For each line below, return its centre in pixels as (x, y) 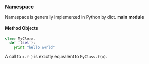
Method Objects (22, 28)
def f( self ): (22, 43)
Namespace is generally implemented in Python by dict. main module (74, 17)
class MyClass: (20, 38)
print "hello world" (34, 47)
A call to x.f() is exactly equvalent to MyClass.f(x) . (56, 57)
